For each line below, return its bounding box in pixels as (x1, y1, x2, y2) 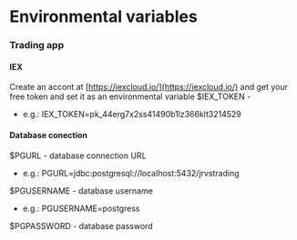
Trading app (9, 39, 65, 52)
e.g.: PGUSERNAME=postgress (22, 203, 140, 214)
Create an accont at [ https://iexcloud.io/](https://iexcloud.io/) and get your (9, 82, 289, 93)
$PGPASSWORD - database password (9, 220, 153, 231)
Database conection (9, 129, 88, 140)
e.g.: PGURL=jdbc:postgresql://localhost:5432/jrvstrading (22, 167, 240, 178)
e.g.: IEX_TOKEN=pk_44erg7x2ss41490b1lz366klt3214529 (22, 109, 241, 120)
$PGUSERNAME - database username (9, 185, 153, 196)
